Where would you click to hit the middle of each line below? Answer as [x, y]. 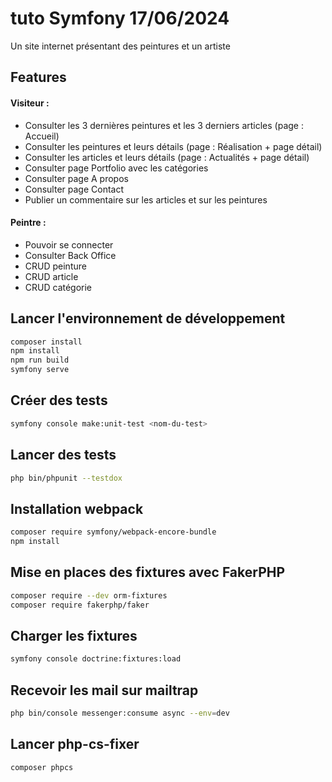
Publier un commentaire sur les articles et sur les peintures [146, 199]
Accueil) [42, 136]
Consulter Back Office [70, 255]
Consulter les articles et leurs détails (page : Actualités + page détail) [167, 157]
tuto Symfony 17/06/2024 [120, 18]
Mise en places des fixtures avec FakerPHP [148, 572]
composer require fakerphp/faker [80, 605]
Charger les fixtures [74, 635]
